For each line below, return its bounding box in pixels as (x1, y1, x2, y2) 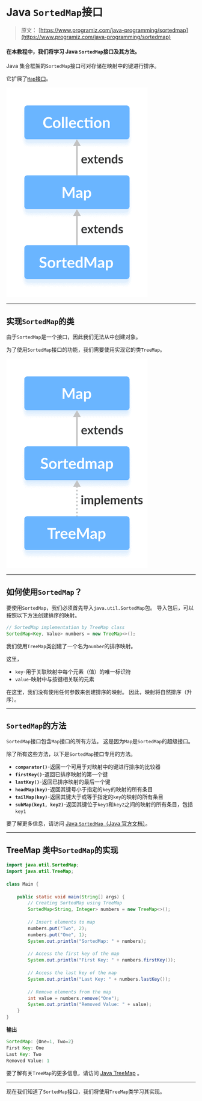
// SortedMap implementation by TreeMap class (6, 624, 125, 630)
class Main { (6, 881, 39, 887)
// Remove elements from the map (28, 989, 112, 995)
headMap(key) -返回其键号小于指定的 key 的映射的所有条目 (14, 786, 153, 793)
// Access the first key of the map (28, 951, 120, 957)
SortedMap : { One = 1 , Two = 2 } (6, 1038, 74, 1045)
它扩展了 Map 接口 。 (6, 75, 52, 82)
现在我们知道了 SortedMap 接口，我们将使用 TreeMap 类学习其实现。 (6, 1088, 165, 1095)
